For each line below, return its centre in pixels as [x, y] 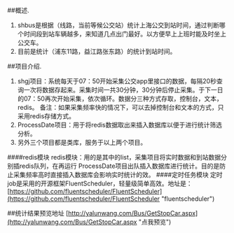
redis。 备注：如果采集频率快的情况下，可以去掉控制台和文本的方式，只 [121, 107]
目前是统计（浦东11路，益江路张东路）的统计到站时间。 [97, 51]
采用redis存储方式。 [46, 116]
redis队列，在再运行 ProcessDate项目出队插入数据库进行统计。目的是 [119, 166]
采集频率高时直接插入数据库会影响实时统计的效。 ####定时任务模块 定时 [118, 175]
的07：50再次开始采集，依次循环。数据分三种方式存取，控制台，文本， [120, 99]
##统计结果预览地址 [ [38, 213]
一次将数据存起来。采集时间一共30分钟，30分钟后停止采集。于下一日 [123, 90]
